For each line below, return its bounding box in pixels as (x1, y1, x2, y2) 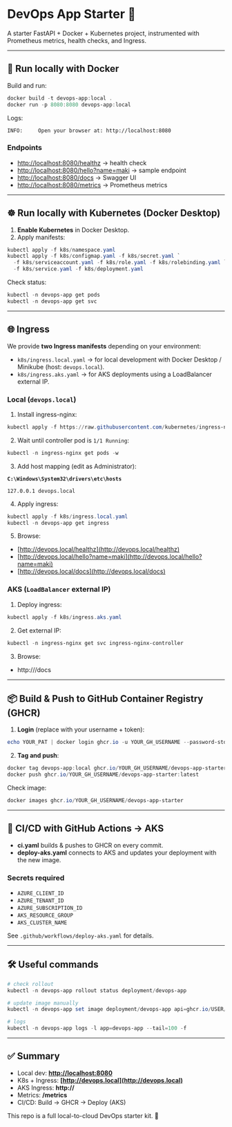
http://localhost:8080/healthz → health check (17, 158, 147, 167)
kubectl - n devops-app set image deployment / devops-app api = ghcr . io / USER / (7, 1006, 227, 1013)
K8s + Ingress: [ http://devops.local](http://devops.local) (17, 1076, 183, 1084)
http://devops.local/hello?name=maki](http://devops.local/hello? (19, 552, 202, 561)
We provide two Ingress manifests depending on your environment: (7, 342, 202, 350)
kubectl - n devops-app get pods (7, 292, 100, 299)
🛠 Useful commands (7, 959, 99, 971)
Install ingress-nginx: (17, 410, 77, 418)
